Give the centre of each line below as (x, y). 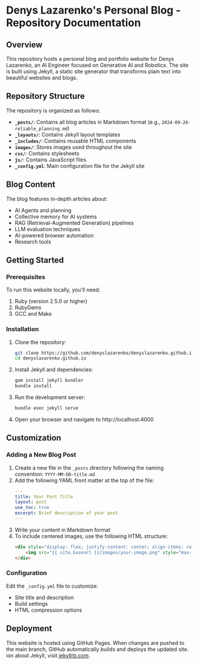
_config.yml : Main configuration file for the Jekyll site (80, 166)
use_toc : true (32, 508)
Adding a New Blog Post (41, 455)
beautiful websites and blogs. (42, 78)
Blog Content (31, 185)
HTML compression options (48, 610)
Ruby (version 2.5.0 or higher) (51, 301)
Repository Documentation (74, 23)
